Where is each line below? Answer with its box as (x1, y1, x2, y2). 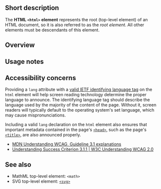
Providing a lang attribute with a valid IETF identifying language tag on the (5, 87, 152, 92)
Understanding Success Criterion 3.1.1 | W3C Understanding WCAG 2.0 (12, 146, 154, 152)
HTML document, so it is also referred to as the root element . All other (5, 22, 145, 28)
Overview (5, 41, 35, 49)
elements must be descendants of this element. (5, 27, 100, 33)
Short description (5, 4, 59, 12)
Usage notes (5, 58, 44, 66)
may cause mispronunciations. (5, 112, 66, 118)
